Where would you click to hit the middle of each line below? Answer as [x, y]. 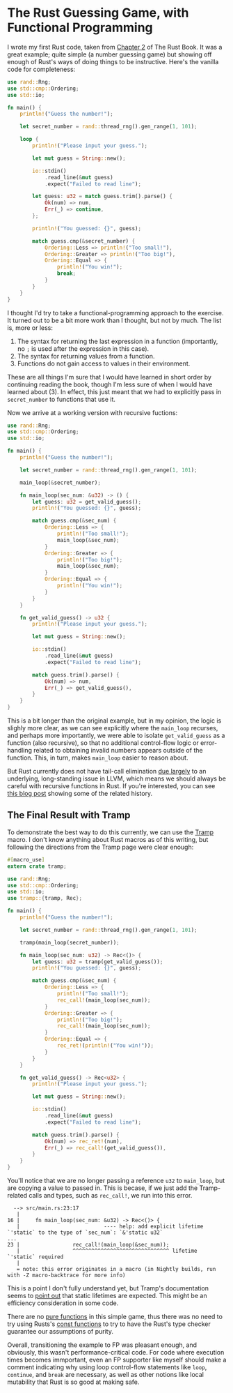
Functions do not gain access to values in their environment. [104, 363]
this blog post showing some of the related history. [80, 794]
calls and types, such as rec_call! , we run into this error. [111, 1195]
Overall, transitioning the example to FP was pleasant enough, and [102, 1345]
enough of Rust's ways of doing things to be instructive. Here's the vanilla [113, 61]
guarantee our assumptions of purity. [60, 1331]
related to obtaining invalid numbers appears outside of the [118, 751]
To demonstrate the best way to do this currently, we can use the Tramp [111, 832]
